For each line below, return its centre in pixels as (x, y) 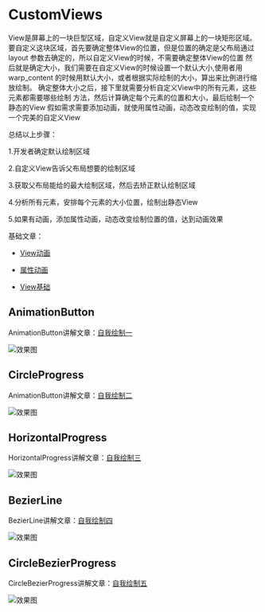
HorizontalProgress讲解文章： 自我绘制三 (75, 458)
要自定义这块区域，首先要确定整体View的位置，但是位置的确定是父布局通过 (131, 47)
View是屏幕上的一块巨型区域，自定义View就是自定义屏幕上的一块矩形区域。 (132, 37)
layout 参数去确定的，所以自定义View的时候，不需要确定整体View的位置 (126, 57)
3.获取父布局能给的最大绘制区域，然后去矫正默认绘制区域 (102, 185)
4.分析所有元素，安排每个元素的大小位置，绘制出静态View (103, 202)
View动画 (35, 253)
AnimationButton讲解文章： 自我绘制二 (70, 395)
